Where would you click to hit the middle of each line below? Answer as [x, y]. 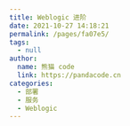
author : [24, 59]
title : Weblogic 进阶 [48, 17]
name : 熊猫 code [46, 67]
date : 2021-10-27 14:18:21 [59, 26]
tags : [19, 42]
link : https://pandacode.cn [69, 75]
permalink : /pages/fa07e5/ [59, 34]
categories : [31, 83]
